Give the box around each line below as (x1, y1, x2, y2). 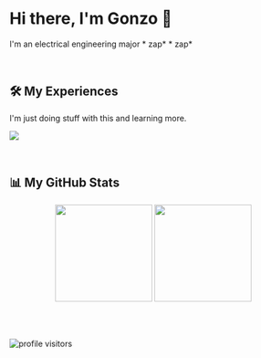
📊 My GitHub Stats (9, 175, 120, 191)
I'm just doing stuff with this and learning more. (9, 112, 187, 123)
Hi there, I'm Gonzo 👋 (9, 8, 172, 29)
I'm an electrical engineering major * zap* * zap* (9, 38, 193, 49)
